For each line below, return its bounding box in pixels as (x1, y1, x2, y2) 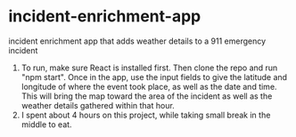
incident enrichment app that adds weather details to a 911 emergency (8, 36, 267, 46)
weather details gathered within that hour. (21, 100, 175, 110)
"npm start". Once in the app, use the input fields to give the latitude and (21, 71, 287, 82)
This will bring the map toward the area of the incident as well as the (21, 91, 273, 101)
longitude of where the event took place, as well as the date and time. (21, 81, 277, 92)
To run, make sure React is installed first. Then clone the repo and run (21, 62, 278, 73)
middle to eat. (21, 118, 72, 130)
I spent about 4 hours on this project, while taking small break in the (21, 109, 271, 120)
